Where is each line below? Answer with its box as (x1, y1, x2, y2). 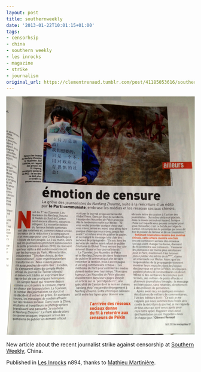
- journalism (6, 72, 39, 79)
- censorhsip (6, 35, 39, 41)
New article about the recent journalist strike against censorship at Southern (6, 341, 194, 348)
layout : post (6, 10, 39, 16)
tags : (6, 29, 20, 35)
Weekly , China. (6, 347, 43, 355)
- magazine (6, 60, 33, 66)
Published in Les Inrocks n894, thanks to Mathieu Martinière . (6, 359, 156, 366)
